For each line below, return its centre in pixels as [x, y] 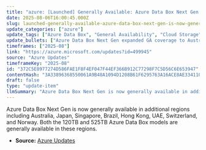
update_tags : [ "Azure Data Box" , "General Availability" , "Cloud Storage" [104, 35]
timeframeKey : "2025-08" [38, 63]
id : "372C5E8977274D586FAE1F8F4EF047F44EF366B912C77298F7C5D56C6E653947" [103, 69]
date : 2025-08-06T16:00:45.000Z [48, 18]
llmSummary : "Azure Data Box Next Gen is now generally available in [97, 92]
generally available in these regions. [52, 129]
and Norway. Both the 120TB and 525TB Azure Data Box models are [92, 122]
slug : [13, 23]
